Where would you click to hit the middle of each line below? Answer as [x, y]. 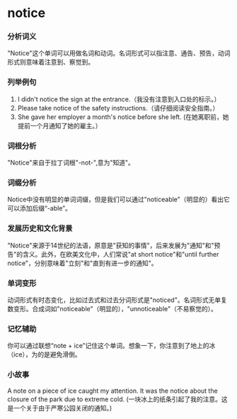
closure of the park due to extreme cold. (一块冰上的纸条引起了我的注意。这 [117, 399]
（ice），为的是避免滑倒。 [44, 354]
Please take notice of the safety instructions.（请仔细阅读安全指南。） [118, 108]
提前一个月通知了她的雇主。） [59, 125]
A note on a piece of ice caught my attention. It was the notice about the [112, 391]
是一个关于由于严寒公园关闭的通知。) [60, 408]
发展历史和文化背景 [40, 228]
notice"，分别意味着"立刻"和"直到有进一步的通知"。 [82, 263]
